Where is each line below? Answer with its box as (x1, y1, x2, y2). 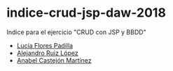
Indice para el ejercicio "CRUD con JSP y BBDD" (6, 28, 146, 36)
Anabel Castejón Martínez (16, 56, 92, 64)
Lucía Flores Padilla (16, 41, 74, 49)
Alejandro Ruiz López (16, 49, 78, 57)
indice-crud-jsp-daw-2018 (6, 5, 166, 21)
